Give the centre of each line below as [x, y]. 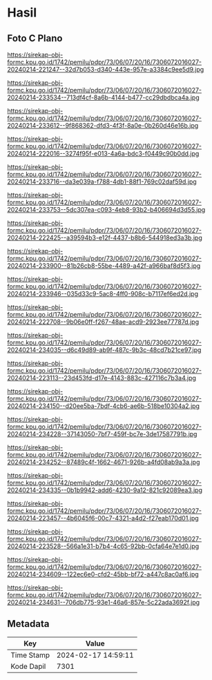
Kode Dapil [28, 666]
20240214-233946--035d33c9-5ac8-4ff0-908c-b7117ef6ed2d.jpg [103, 294]
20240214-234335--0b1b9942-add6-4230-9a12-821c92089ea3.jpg [105, 490]
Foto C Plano [35, 38]
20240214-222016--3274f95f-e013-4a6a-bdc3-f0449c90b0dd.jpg [103, 154]
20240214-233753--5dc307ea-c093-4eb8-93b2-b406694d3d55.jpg [106, 210]
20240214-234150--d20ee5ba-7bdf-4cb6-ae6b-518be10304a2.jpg [104, 406]
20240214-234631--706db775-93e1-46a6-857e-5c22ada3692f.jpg [104, 602]
